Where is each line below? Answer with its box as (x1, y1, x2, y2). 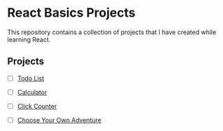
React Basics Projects (7, 5, 136, 21)
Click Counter (17, 102, 57, 110)
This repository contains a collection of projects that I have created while (7, 28, 217, 36)
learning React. (7, 35, 51, 43)
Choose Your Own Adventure (17, 116, 102, 124)
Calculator (17, 88, 47, 96)
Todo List (17, 74, 45, 82)
